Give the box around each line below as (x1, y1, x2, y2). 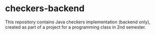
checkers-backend (5, 3, 85, 14)
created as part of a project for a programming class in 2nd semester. (5, 24, 146, 30)
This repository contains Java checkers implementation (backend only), (5, 19, 151, 25)
